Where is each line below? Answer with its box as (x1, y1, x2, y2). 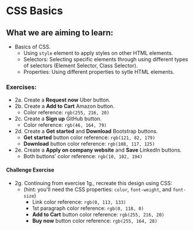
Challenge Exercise (6, 166, 55, 173)
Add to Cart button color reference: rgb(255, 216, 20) (32, 211, 165, 218)
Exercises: (6, 83, 37, 91)
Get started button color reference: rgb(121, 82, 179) (23, 134, 156, 141)
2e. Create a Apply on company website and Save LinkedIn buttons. (14, 146, 182, 154)
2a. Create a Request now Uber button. (14, 96, 111, 104)
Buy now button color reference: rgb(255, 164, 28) (32, 217, 158, 224)
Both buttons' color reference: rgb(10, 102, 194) (23, 153, 143, 160)
